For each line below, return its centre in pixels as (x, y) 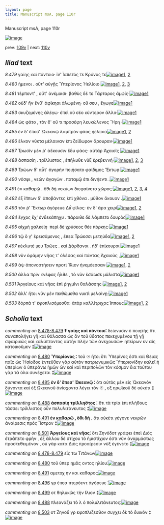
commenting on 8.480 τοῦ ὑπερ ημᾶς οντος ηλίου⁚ (56, 463)
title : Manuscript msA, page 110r (41, 14)
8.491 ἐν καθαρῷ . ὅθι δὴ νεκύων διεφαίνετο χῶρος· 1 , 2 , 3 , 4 (76, 189)
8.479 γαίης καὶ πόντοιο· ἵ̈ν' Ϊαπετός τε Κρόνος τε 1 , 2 (68, 75)
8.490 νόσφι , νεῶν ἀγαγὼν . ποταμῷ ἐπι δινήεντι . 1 (67, 179)
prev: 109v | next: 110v (27, 47)
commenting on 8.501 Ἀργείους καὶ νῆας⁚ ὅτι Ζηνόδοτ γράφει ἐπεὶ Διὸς (79, 433)
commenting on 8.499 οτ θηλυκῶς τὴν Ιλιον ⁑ (52, 493)
